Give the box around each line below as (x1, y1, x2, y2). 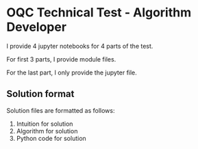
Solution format (6, 88, 75, 100)
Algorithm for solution (16, 126, 78, 135)
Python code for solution (16, 134, 86, 142)
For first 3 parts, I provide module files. (6, 55, 116, 63)
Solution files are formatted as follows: (6, 106, 115, 114)
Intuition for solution (16, 120, 73, 128)
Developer (6, 19, 66, 35)
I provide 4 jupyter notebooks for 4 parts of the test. (6, 42, 153, 50)
